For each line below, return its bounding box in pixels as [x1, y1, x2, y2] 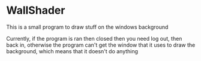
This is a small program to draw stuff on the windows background [6, 23, 169, 30]
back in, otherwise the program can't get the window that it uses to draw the [6, 41, 196, 48]
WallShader [6, 4, 65, 17]
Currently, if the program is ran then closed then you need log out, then [6, 35, 182, 42]
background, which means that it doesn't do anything [6, 47, 139, 54]
